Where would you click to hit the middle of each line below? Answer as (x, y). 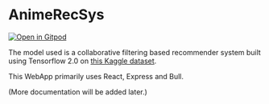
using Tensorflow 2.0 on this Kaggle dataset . (83, 61)
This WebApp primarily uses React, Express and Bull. (96, 76)
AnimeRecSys (56, 15)
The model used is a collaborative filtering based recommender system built (135, 52)
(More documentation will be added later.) (78, 92)
